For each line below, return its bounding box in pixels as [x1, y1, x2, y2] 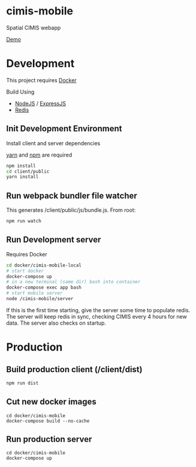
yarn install [6, 174, 39, 180]
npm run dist [6, 380, 39, 386]
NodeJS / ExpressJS [14, 100, 66, 107]
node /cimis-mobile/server [6, 296, 74, 302]
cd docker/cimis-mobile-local [6, 262, 82, 268]
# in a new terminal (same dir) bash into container [6, 279, 141, 285]
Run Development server [6, 235, 101, 245]
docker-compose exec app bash [6, 285, 82, 291]
